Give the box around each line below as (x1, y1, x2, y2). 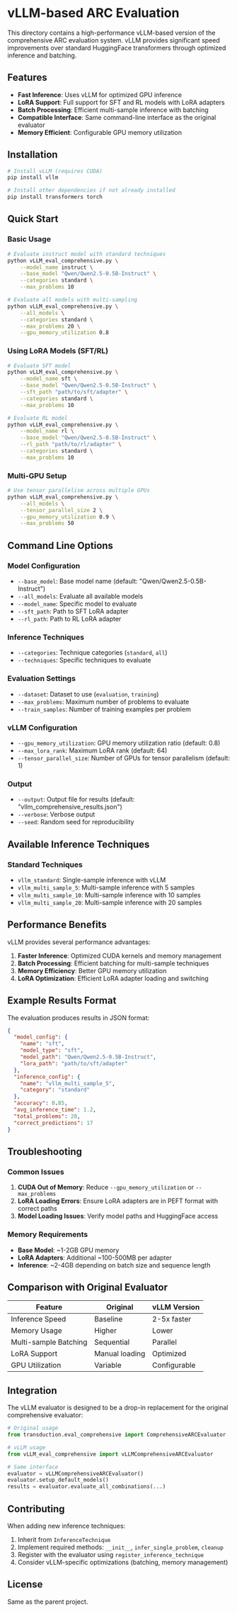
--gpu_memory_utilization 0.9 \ (20, 513, 115, 521)
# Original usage (7, 1424, 59, 1432)
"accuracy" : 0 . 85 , (13, 1099, 69, 1107)
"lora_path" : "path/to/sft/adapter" (20, 1060, 129, 1067)
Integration (7, 1385, 58, 1397)
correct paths (17, 1204, 58, 1213)
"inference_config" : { (13, 1073, 81, 1080)
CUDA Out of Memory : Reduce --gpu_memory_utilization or (17, 1183, 195, 1192)
